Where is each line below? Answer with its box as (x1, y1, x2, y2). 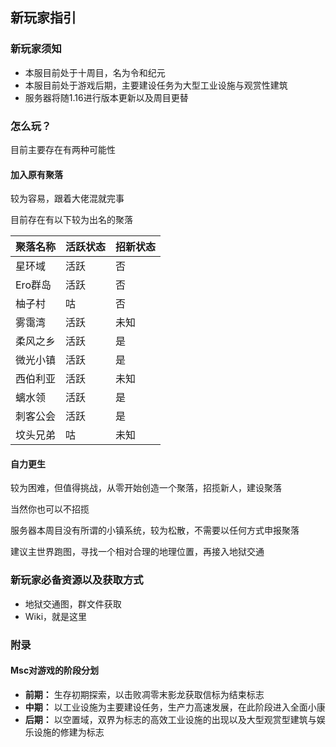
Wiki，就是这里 (24, 610, 88, 622)
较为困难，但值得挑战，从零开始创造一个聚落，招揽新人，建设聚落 (10, 482, 282, 494)
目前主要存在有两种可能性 (10, 143, 116, 155)
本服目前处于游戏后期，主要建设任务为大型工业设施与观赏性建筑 (24, 79, 288, 91)
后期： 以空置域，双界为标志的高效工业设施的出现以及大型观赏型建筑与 (24, 713, 317, 725)
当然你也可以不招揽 (10, 503, 90, 515)
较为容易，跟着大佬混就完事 (10, 193, 125, 205)
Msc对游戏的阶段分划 (10, 664, 100, 677)
